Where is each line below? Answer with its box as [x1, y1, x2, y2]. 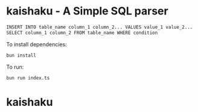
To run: [6, 63, 24, 70]
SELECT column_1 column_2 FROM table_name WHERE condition [6, 30, 158, 36]
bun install [6, 52, 36, 58]
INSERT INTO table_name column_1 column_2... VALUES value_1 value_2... [6, 24, 193, 30]
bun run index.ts [6, 75, 50, 81]
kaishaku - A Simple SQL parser [6, 4, 168, 18]
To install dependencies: [6, 40, 68, 48]
